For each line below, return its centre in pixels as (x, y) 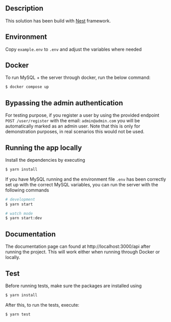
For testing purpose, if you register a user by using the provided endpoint (82, 115)
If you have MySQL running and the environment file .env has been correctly (86, 179)
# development (20, 199)
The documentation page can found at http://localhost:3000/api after (78, 246)
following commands (27, 190)
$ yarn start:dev (24, 218)
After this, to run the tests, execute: (42, 305)
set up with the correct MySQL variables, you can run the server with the (82, 184)
